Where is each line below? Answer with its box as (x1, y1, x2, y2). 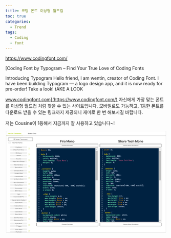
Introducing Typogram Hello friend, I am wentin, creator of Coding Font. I (5, 75, 159, 81)
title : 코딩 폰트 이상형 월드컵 (5, 8, 63, 13)
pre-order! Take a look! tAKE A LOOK (5, 86, 83, 92)
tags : (5, 30, 17, 35)
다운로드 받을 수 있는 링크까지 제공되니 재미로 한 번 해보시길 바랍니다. (5, 109, 143, 115)
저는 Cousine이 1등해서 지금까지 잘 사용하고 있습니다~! (5, 120, 115, 126)
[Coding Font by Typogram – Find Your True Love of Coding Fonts (5, 65, 144, 71)
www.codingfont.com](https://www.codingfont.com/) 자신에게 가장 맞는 (5, 96, 155, 102)
